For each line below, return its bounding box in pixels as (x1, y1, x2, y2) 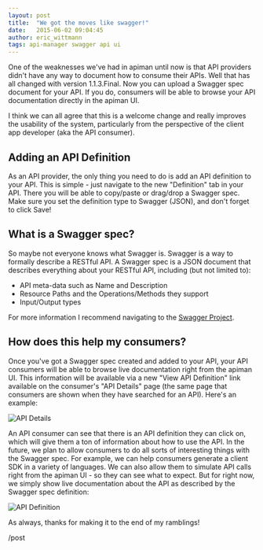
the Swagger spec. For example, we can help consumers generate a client (8, 453, 249, 463)
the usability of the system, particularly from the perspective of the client (8, 120, 244, 129)
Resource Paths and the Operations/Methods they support (19, 289, 209, 298)
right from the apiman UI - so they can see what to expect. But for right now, (8, 470, 255, 480)
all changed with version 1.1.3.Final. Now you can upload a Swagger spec (8, 79, 245, 89)
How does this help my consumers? (8, 335, 187, 349)
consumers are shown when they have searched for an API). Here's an (8, 389, 237, 399)
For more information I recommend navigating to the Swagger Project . (8, 312, 235, 322)
